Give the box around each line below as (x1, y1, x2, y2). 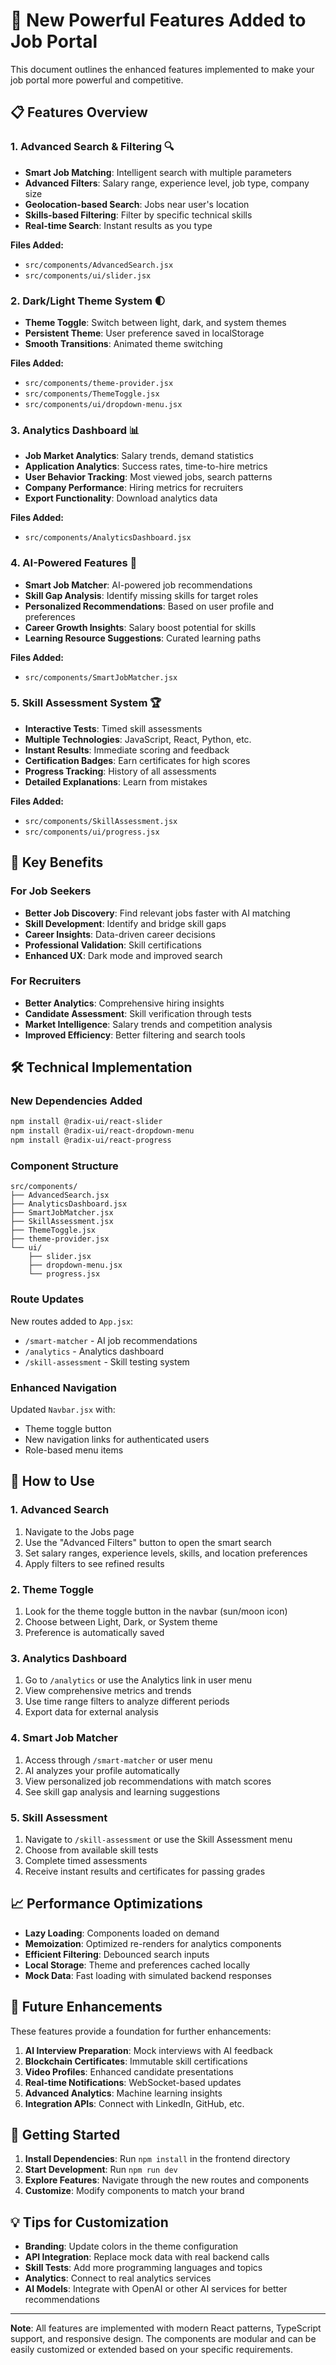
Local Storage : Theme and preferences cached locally (24, 1959, 251, 1971)
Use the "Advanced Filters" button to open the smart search (24, 1536, 272, 1548)
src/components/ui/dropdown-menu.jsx (24, 399, 183, 409)
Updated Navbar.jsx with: (10, 1404, 116, 1415)
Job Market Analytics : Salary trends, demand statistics (24, 450, 254, 462)
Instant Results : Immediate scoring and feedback (24, 744, 230, 756)
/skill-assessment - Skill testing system (24, 1355, 190, 1368)
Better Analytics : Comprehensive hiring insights (24, 997, 225, 1009)
